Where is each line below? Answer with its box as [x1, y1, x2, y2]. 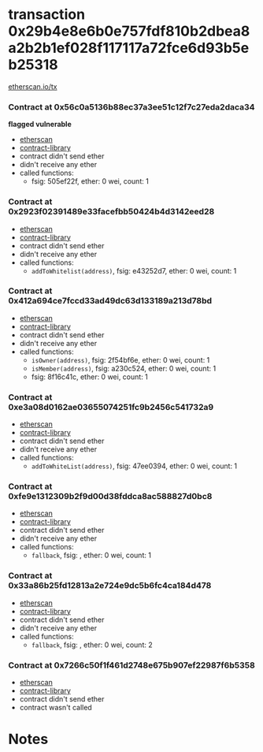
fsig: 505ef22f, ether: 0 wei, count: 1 [31, 177, 150, 186]
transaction [8, 6, 85, 24]
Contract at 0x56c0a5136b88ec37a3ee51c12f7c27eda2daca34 [8, 101, 255, 112]
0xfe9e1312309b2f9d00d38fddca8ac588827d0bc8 [8, 491, 213, 502]
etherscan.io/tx [8, 81, 57, 91]
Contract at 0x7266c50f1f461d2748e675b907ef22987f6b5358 [8, 660, 256, 671]
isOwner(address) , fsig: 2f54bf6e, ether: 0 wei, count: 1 [31, 355, 210, 364]
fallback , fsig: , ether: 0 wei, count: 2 [31, 640, 153, 650]
